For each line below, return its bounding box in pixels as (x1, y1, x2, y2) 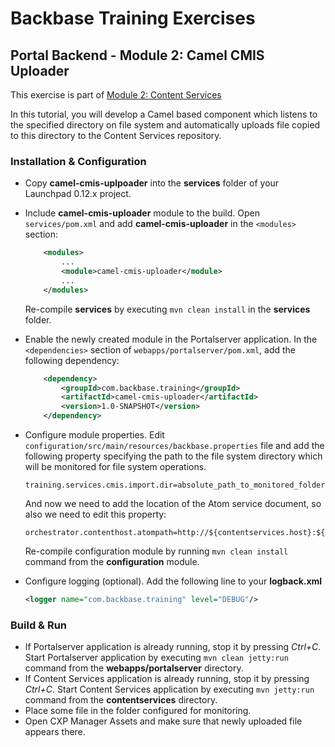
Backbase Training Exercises (10, 7, 256, 30)
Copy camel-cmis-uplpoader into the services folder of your (24, 177, 280, 189)
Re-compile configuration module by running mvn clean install (24, 545, 289, 557)
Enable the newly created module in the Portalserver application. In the (24, 333, 318, 345)
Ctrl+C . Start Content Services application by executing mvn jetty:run (24, 683, 315, 696)
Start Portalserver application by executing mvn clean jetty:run (24, 652, 289, 664)
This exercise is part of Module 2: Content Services (10, 89, 222, 101)
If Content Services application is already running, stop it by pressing (24, 673, 310, 685)
